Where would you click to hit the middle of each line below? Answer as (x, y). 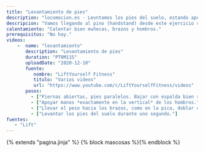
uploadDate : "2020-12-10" (58, 63)
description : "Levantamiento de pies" (74, 52)
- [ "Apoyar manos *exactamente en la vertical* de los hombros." (115, 102)
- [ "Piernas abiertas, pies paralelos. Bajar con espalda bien (112, 97)
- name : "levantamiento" (50, 46)
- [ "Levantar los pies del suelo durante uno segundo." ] (104, 114)
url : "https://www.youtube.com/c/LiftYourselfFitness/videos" (114, 86)
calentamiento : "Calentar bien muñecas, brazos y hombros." (84, 29)
